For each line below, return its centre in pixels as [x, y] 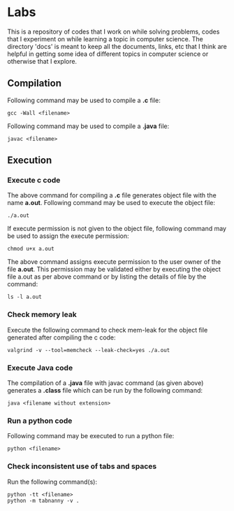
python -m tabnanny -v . [43, 500]
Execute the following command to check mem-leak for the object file [108, 330]
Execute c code [34, 181]
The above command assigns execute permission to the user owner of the [114, 262]
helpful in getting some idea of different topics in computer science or [108, 54]
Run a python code [40, 421]
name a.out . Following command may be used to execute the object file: [111, 203]
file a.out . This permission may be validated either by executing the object [114, 269]
